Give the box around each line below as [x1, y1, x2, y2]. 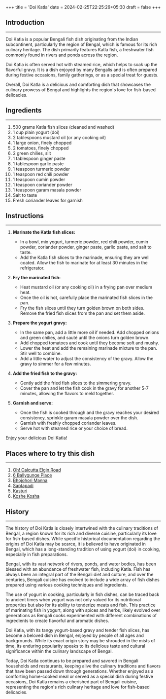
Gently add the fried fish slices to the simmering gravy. [20, 380, 132, 386]
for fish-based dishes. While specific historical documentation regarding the [5, 536, 161, 542]
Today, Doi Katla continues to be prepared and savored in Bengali [5, 658, 138, 664]
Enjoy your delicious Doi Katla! [5, 435, 67, 441]
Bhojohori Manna [12, 478, 48, 483]
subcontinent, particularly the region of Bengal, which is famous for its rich [5, 41, 157, 47]
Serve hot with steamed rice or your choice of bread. [20, 425, 128, 431]
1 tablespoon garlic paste [12, 160, 64, 167]
